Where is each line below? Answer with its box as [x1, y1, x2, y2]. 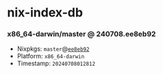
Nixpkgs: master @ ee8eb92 [16, 45, 90, 53]
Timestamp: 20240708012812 [16, 60, 96, 68]
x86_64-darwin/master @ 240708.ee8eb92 [7, 29, 156, 39]
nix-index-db [7, 5, 84, 21]
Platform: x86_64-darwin [16, 52, 85, 60]
